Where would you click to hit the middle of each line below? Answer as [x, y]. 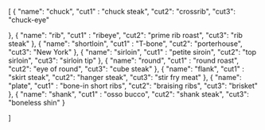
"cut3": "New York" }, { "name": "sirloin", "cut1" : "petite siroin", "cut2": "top [132, 52]
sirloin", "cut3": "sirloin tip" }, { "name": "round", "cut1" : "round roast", [124, 60]
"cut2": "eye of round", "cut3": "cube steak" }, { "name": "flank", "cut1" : [127, 69]
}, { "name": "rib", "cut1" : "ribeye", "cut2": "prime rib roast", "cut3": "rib [125, 35]
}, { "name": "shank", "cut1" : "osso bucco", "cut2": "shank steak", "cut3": [129, 94]
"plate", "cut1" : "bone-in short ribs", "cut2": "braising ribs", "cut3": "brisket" [133, 86]
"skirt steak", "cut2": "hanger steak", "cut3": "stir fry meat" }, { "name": [125, 77]
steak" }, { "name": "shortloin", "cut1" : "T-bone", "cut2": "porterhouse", [125, 44]
